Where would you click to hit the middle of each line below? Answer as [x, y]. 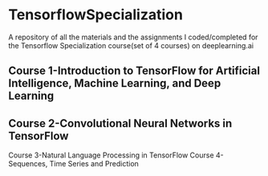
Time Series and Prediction [94, 164]
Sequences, [28, 164]
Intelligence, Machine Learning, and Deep [115, 83]
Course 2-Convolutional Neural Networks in [120, 123]
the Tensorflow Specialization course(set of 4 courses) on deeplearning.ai [131, 45]
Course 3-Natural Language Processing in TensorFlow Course [111, 155]
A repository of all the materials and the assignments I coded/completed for [133, 37]
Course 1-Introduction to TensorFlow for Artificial [134, 71]
